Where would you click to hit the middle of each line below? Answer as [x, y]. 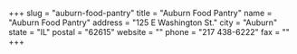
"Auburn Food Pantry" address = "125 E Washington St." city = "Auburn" [143, 22]
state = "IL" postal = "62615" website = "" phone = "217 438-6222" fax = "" [149, 32]
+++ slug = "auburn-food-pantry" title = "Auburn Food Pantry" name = [140, 13]
